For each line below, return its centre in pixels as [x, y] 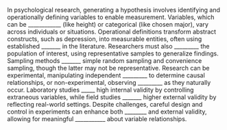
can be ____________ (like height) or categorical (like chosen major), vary [108, 24]
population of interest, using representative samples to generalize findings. [113, 53]
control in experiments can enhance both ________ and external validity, [107, 112]
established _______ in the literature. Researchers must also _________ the [108, 46]
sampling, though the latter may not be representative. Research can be [108, 68]
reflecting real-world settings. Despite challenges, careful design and [105, 104]
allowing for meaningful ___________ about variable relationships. [97, 119]
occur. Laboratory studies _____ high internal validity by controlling [100, 90]
